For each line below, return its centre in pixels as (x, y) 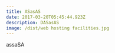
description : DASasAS (33, 22)
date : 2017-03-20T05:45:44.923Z (46, 17)
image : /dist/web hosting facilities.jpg (58, 28)
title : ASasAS (24, 11)
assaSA (15, 45)
